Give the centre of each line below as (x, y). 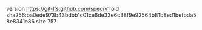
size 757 (46, 21)
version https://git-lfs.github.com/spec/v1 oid (63, 9)
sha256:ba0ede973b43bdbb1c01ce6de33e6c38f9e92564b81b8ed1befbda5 (101, 15)
